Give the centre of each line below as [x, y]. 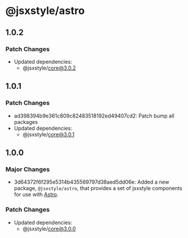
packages [26, 122]
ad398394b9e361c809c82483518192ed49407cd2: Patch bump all [94, 116]
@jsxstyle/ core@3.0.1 [48, 134]
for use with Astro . [36, 195]
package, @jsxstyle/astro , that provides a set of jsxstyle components [98, 188]
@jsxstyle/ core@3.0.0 [49, 229]
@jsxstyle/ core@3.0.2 [49, 68]
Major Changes [28, 169]
